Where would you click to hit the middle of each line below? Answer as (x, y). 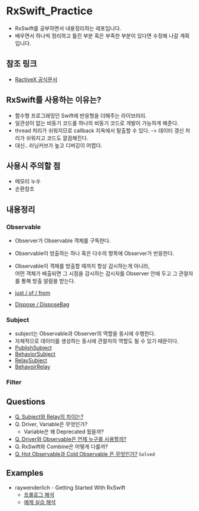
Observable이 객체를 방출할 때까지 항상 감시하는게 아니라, (82, 266)
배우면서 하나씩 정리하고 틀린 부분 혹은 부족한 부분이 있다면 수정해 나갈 (97, 36)
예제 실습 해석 (40, 502)
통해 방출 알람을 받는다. (48, 281)
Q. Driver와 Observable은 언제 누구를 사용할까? (71, 439)
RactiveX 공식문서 (36, 79)
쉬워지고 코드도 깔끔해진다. (57, 138)
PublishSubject (33, 348)
